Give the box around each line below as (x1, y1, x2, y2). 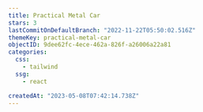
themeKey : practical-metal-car (8, 33, 111, 42)
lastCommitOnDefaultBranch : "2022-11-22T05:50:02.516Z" (8, 26, 196, 34)
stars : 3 (8, 19, 37, 27)
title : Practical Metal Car (8, 11, 101, 20)
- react (22, 77, 47, 85)
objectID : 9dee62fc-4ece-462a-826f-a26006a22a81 (8, 41, 171, 49)
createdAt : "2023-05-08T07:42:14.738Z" (8, 91, 140, 99)
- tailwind (22, 63, 58, 71)
